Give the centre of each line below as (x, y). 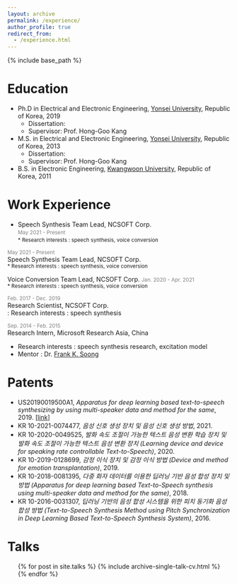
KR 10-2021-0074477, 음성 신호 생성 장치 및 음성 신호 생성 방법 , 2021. (115, 425)
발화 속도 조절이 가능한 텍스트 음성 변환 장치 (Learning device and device (121, 443)
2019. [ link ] (34, 417)
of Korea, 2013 (39, 147)
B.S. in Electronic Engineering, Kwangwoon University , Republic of (114, 169)
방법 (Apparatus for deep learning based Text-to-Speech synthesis (115, 485)
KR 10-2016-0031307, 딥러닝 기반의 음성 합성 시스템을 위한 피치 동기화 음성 (122, 501)
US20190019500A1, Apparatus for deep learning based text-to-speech (121, 402)
